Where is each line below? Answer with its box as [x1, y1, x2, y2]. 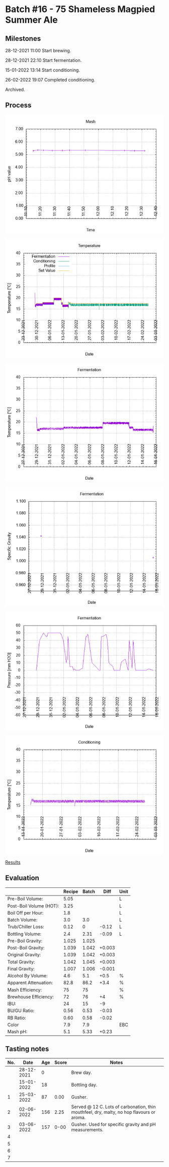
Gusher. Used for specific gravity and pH [71, 1121, 156, 1127]
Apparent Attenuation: [7, 979, 53, 986]
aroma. [71, 1114, 86, 1120]
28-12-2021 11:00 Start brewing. [5, 48, 71, 53]
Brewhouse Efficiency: [7, 994, 54, 1000]
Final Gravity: [7, 965, 35, 971]
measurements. [71, 1127, 104, 1133]
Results [5, 859, 21, 865]
